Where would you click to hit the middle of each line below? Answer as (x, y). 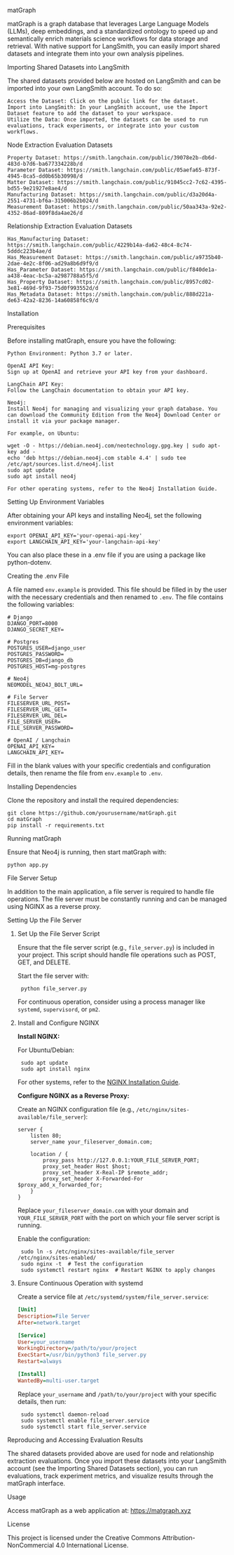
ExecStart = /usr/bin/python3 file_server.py (82, 1355)
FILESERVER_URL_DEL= (37, 716)
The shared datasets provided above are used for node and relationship (111, 1453)
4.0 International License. (92, 1545)
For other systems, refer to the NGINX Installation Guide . (99, 1082)
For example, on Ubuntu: (43, 433)
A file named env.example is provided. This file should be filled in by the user (117, 590)
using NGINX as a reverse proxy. (54, 906)
